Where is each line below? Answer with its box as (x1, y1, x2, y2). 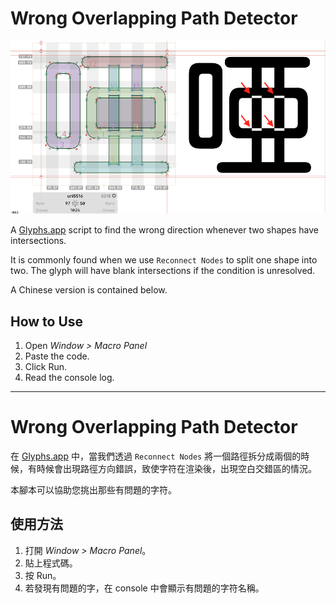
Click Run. (24, 361, 68, 373)
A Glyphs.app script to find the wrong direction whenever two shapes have (10, 224, 320, 236)
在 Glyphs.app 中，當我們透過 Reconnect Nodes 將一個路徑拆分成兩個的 (10, 450, 302, 462)
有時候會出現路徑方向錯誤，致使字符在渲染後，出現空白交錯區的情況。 (27, 462, 317, 474)
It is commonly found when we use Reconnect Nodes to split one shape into (10, 254, 318, 266)
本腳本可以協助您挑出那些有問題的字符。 (10, 483, 177, 496)
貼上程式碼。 (24, 557, 78, 569)
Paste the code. (24, 350, 90, 362)
